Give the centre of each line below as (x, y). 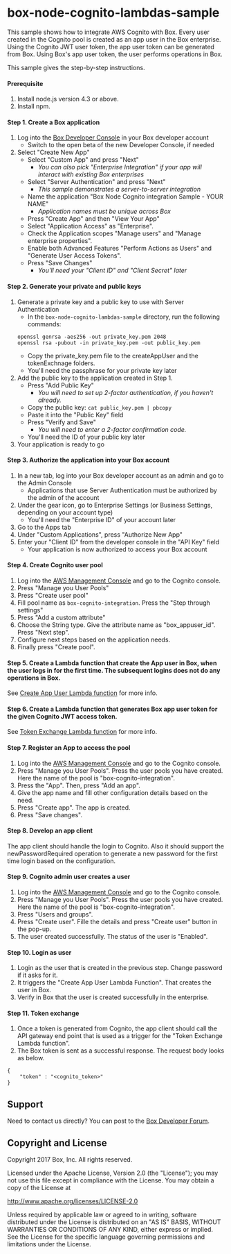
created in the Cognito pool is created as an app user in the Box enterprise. (114, 39)
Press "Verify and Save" (62, 422)
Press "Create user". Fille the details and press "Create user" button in (117, 921)
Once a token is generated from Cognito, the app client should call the (117, 1028)
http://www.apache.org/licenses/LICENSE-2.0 (73, 1201)
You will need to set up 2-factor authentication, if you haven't (126, 392)
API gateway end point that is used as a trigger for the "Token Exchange (120, 1036)
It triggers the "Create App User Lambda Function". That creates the (114, 983)
